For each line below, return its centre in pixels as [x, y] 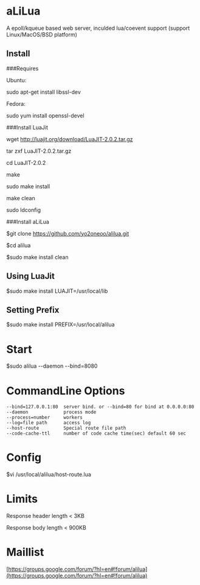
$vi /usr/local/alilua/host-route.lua [49, 475]
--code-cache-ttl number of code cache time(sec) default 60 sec [96, 433]
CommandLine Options [66, 391]
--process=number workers [45, 418]
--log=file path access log [49, 423]
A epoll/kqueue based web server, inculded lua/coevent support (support [98, 28]
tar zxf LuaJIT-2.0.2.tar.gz [39, 151]
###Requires [22, 68]
